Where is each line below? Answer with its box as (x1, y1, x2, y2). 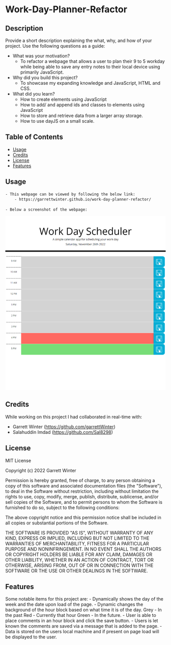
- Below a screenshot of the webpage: (5, 207, 88, 212)
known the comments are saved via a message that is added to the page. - (5, 623, 162, 629)
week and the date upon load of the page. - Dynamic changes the (5, 602, 144, 608)
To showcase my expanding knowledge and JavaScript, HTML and (20, 80, 161, 86)
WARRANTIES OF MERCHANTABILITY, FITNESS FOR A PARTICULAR (5, 540, 149, 546)
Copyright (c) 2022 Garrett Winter (5, 467, 76, 473)
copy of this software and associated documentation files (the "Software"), (5, 482, 163, 489)
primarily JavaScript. (20, 69, 64, 75)
